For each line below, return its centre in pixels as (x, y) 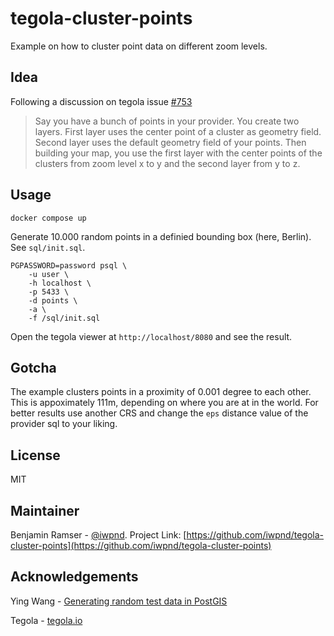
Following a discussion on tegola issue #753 (101, 101)
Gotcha (33, 367)
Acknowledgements (74, 577)
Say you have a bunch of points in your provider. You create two (167, 121)
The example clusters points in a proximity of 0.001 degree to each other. (161, 392)
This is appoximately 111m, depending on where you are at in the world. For (164, 403)
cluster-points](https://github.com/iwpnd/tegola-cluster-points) (141, 545)
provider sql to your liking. (64, 424)
